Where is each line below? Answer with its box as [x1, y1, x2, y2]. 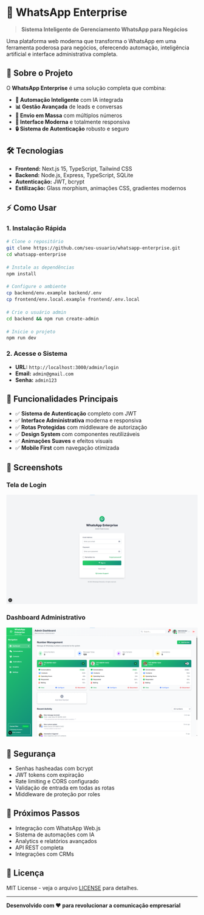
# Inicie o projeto [6, 328, 56, 334]
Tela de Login [6, 481, 47, 489]
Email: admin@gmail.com [15, 370, 74, 377]
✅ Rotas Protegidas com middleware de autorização [15, 423, 148, 431]
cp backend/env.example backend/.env [6, 290, 102, 296]
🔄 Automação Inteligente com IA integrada [15, 96, 123, 103]
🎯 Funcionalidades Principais [6, 394, 118, 404]
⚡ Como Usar [6, 202, 56, 213]
